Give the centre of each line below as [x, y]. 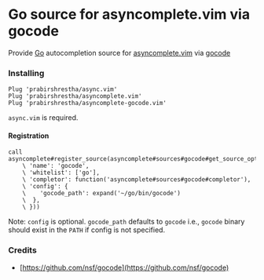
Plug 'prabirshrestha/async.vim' [63, 89]
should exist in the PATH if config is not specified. [87, 230]
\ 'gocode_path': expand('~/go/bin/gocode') [101, 194]
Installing [26, 73]
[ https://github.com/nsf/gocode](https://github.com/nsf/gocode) [124, 267]
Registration [29, 136]
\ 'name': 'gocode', [56, 166]
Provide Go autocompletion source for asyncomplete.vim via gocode [119, 53]
